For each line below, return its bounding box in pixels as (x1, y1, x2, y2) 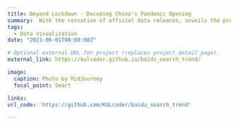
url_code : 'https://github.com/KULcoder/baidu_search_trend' (7, 101, 192, 108)
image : (7, 69, 27, 76)
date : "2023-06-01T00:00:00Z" (7, 37, 97, 44)
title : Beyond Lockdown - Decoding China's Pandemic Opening (7, 10, 192, 18)
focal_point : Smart (13, 82, 72, 89)
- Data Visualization (13, 30, 78, 37)
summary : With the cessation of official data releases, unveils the (7, 17, 220, 24)
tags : (7, 23, 23, 30)
